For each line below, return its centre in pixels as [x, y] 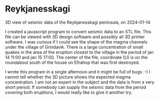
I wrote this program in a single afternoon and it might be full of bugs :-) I [78, 71]
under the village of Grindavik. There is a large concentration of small [74, 47]
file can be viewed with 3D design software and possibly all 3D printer [75, 37]
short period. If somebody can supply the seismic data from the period [76, 87]
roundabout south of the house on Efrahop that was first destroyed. [72, 62]
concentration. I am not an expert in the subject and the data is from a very [80, 82]
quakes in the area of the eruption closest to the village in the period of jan [79, 52]
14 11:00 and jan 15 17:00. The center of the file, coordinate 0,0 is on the [76, 57]
